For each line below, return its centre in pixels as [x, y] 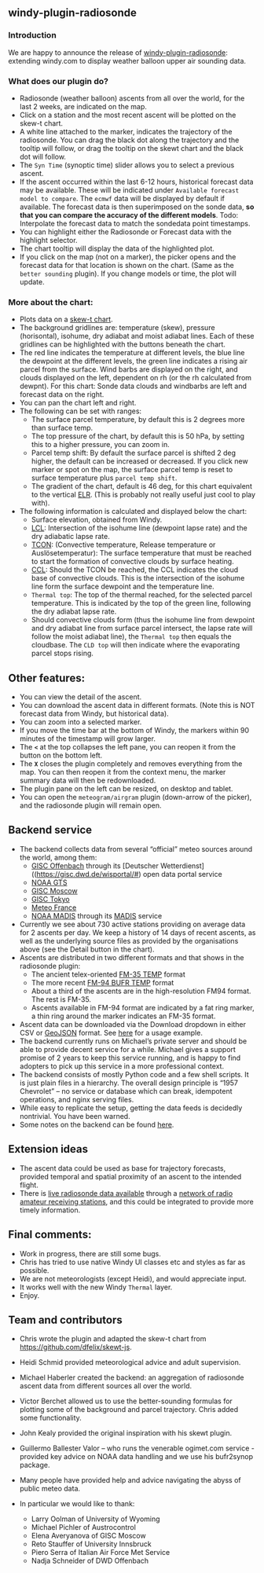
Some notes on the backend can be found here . [97, 1124]
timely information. [50, 1210]
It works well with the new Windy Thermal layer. [96, 1287]
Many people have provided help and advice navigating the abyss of [130, 1480]
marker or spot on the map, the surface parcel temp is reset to [132, 470]
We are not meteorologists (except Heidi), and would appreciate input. [133, 1278]
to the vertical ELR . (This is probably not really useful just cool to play [143, 495]
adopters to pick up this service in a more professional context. [122, 1066]
